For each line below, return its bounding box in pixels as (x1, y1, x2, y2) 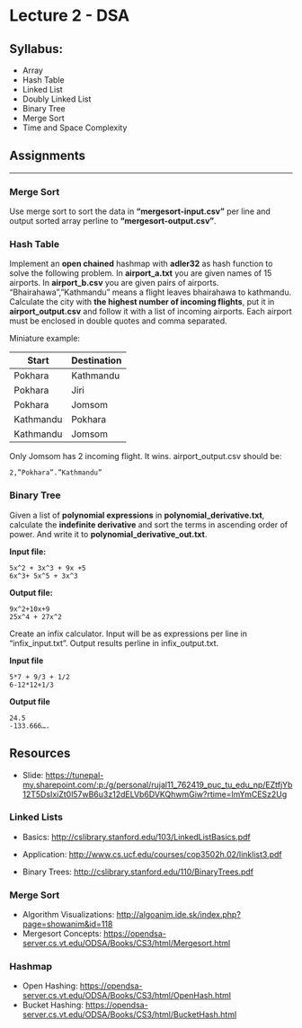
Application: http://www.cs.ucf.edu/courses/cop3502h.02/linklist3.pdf (22, 848, 282, 859)
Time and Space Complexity (22, 122, 128, 133)
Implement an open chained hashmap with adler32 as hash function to (9, 258, 273, 270)
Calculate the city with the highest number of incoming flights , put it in (9, 297, 275, 307)
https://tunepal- (45, 769, 104, 780)
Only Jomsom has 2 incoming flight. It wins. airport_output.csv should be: (9, 451, 282, 462)
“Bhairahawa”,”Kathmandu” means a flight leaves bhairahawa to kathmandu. (9, 287, 292, 297)
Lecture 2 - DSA (9, 5, 130, 26)
